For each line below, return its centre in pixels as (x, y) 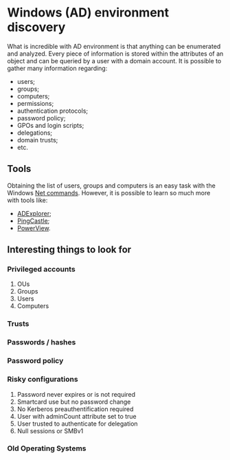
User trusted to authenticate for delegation (78, 424)
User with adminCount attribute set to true (77, 416)
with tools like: (27, 200)
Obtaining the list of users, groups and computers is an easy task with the (112, 185)
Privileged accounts (41, 270)
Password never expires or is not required (76, 394)
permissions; (35, 103)
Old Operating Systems (47, 448)
